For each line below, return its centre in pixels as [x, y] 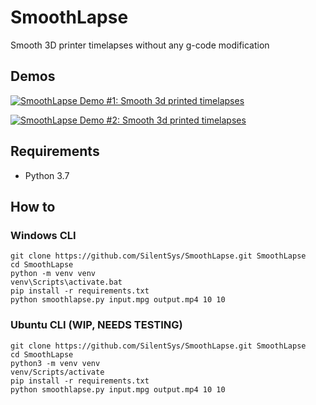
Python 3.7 [47, 175]
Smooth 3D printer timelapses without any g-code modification [140, 45]
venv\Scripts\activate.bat [66, 282]
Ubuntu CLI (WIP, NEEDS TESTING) [96, 325]
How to [33, 206]
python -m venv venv [53, 274]
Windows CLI [43, 235]
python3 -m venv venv [55, 363]
